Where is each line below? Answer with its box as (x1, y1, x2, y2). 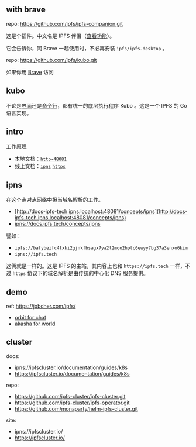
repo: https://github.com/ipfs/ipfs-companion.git (6, 20, 123, 27)
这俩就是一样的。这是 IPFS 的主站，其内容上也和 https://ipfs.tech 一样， (6, 263, 185, 270)
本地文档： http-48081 (14, 155, 67, 163)
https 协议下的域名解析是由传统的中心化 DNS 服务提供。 (12, 270, 149, 277)
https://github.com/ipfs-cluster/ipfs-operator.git (14, 399, 130, 406)
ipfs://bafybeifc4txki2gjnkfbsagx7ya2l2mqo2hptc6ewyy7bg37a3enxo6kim (14, 245, 188, 251)
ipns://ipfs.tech (14, 252, 57, 257)
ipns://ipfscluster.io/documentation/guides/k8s (14, 364, 128, 371)
